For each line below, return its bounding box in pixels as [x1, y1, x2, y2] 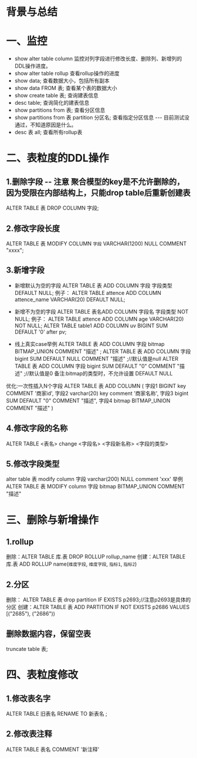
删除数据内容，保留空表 [6, 629, 91, 639]
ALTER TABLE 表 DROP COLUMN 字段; [6, 204, 99, 212]
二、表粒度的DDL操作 [6, 151, 110, 165]
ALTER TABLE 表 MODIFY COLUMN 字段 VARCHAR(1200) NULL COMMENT [6, 240, 187, 247]
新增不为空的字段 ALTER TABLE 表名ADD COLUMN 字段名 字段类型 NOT [14, 308, 189, 315]
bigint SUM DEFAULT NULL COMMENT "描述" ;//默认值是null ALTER [14, 355, 179, 362]
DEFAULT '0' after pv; [14, 328, 67, 335]
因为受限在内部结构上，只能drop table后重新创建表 [6, 188, 191, 198]
